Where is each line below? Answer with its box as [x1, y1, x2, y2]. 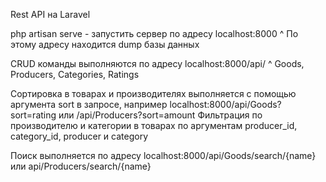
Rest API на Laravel [10, 9, 91, 20]
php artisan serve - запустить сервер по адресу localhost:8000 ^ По [10, 28, 299, 39]
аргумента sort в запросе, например [10, 99, 168, 110]
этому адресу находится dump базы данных [10, 39, 200, 50]
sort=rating [10, 109, 57, 121]
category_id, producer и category [10, 130, 149, 142]
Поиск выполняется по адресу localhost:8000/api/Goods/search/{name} [10, 150, 317, 161]
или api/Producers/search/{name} [10, 160, 152, 172]
